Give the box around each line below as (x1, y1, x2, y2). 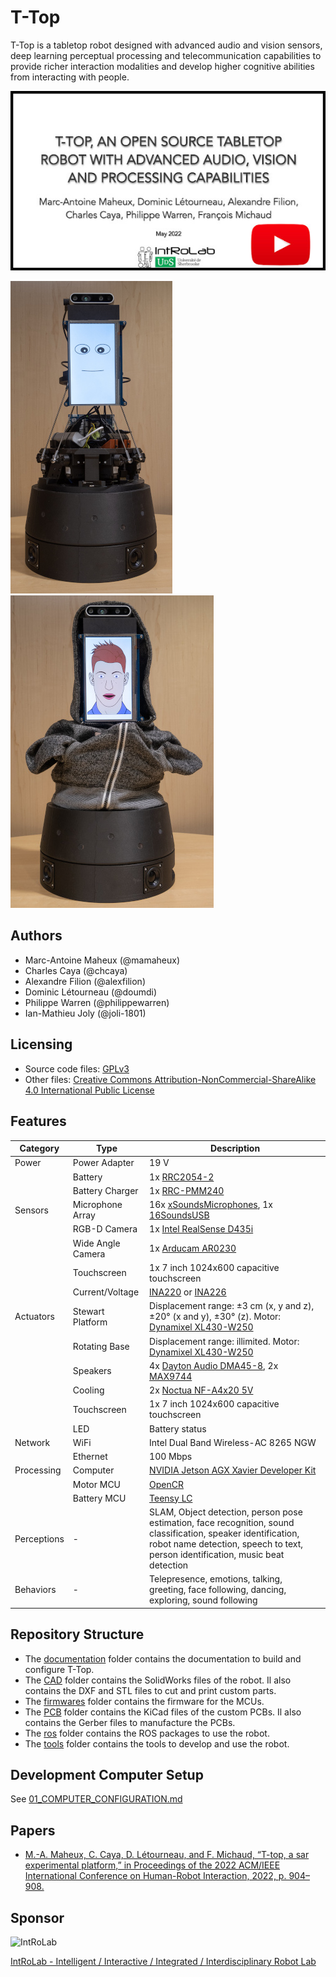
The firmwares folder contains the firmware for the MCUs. (24, 1695, 265, 1707)
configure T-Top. (24, 1663, 95, 1675)
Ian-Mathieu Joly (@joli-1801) (24, 1007, 147, 1019)
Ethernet (72, 1451, 108, 1463)
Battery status (149, 1422, 207, 1435)
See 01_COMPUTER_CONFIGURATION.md (10, 1793, 183, 1805)
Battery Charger (72, 1184, 139, 1196)
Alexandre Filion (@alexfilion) (24, 975, 146, 987)
